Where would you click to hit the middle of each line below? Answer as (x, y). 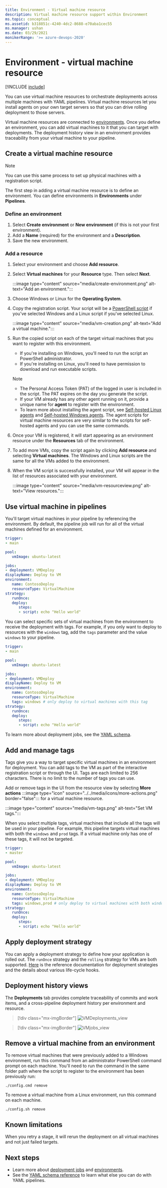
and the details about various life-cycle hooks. (53, 970)
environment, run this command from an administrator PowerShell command (83, 1061)
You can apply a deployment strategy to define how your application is (78, 954)
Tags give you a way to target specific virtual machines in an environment (81, 762)
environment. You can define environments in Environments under (74, 196)
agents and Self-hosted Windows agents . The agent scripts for (84, 415)
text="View (24, 491)
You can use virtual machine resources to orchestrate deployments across (81, 96)
